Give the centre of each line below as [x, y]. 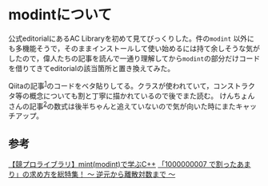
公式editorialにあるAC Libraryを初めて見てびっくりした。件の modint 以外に [131, 38]
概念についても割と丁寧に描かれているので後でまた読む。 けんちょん [142, 96]
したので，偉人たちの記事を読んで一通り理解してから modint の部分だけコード [134, 58]
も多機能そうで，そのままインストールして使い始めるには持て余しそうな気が [134, 48]
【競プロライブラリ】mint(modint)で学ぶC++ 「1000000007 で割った [123, 164]
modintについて [60, 15]
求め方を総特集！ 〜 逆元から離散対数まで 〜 [102, 174]
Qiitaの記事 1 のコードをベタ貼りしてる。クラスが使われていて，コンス [121, 85]
